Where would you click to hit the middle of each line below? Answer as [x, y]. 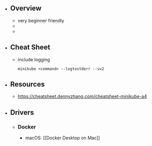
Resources [27, 84]
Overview [26, 8]
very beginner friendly [41, 20]
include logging [34, 59]
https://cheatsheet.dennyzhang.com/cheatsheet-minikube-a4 [82, 96]
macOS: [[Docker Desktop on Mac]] [63, 138]
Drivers [22, 112]
